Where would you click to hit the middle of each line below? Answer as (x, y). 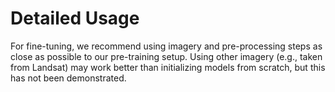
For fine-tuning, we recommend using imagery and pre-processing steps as (166, 46)
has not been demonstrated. (68, 78)
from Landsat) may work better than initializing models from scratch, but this (168, 67)
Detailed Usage (75, 18)
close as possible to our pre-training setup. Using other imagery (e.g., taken (166, 56)
